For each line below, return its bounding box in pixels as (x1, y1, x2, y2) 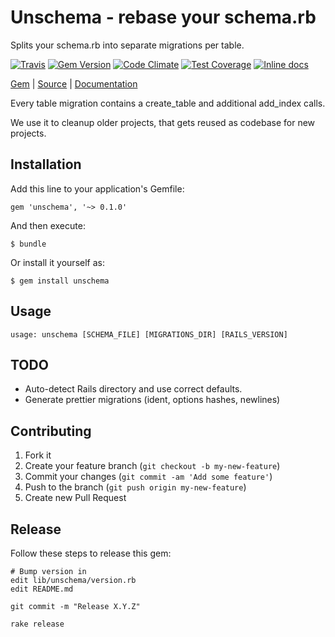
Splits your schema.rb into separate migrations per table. (10, 39, 245, 51)
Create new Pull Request (24, 492, 127, 504)
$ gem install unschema (10, 276, 110, 286)
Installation (10, 156, 82, 173)
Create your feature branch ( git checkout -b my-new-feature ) (24, 460, 281, 472)
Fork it (24, 449, 52, 461)
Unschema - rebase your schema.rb (10, 6, 317, 29)
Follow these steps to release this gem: (10, 547, 172, 559)
